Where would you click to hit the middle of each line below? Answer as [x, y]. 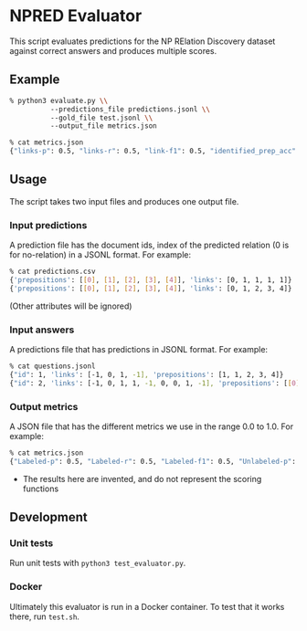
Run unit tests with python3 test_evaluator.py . [98, 563]
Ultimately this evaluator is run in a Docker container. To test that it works [147, 606]
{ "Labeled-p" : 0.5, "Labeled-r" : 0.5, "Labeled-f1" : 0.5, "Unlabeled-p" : [153, 461]
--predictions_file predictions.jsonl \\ [130, 109]
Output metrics [44, 406]
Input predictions [48, 225]
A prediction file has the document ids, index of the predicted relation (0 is [149, 245]
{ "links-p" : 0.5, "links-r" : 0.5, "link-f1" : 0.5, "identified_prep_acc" [153, 152]
